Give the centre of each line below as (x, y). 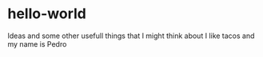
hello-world (47, 14)
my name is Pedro (37, 44)
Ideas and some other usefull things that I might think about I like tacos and (131, 36)
